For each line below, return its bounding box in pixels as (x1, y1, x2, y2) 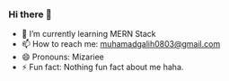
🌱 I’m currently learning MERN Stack (21, 29, 156, 40)
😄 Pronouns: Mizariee (21, 51, 105, 62)
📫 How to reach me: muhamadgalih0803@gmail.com (21, 39, 221, 49)
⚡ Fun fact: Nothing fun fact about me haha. (21, 62, 184, 73)
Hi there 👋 (8, 8, 53, 21)
